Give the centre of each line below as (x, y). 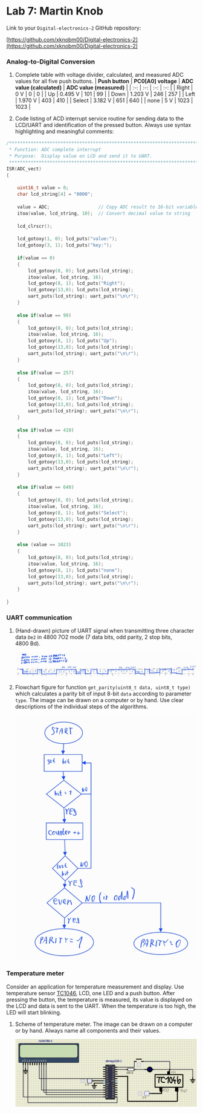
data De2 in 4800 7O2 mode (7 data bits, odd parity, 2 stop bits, (94, 637)
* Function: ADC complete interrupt (55, 150)
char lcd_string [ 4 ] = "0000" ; (55, 195)
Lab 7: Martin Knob (55, 11)
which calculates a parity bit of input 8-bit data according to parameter (103, 694)
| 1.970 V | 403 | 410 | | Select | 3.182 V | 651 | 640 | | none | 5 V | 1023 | (104, 100)
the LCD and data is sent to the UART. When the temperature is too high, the (101, 1006)
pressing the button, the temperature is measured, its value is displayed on (99, 999)
